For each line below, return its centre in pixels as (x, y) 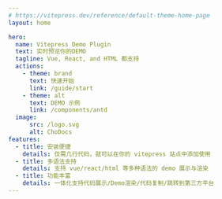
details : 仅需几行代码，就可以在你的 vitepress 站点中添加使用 (117, 154)
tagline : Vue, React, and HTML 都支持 (77, 59)
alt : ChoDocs (51, 132)
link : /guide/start (61, 88)
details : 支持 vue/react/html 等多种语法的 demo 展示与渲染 (116, 169)
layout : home (30, 23)
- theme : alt (44, 95)
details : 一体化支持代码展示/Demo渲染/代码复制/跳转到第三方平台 (119, 183)
